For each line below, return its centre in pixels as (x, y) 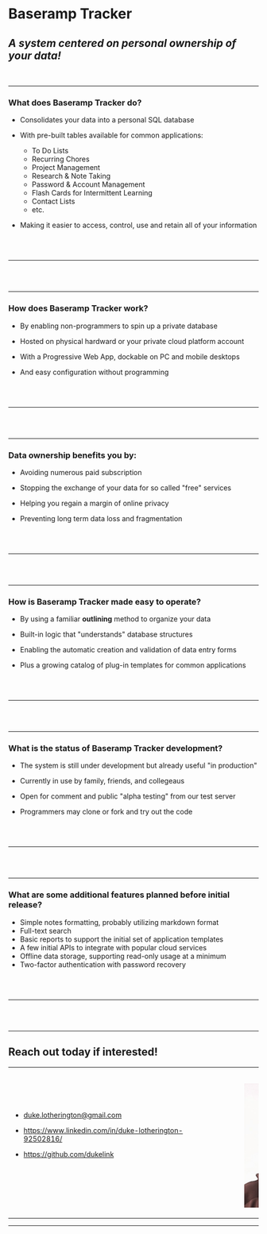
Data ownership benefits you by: (72, 455)
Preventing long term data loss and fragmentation (101, 518)
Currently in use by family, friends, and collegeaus (102, 781)
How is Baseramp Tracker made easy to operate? (104, 602)
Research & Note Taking (71, 176)
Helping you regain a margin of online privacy (94, 503)
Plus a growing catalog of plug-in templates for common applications (133, 665)
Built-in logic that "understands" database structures (106, 634)
